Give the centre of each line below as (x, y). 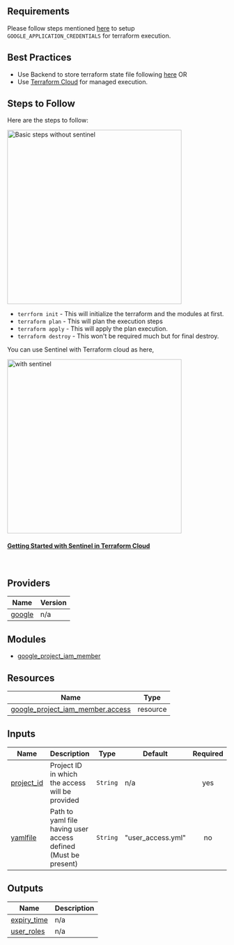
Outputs (25, 888)
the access (68, 783)
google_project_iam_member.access (71, 710)
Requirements (38, 11)
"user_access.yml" (155, 837)
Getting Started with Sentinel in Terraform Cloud (79, 546)
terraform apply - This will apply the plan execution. (93, 329)
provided (64, 800)
